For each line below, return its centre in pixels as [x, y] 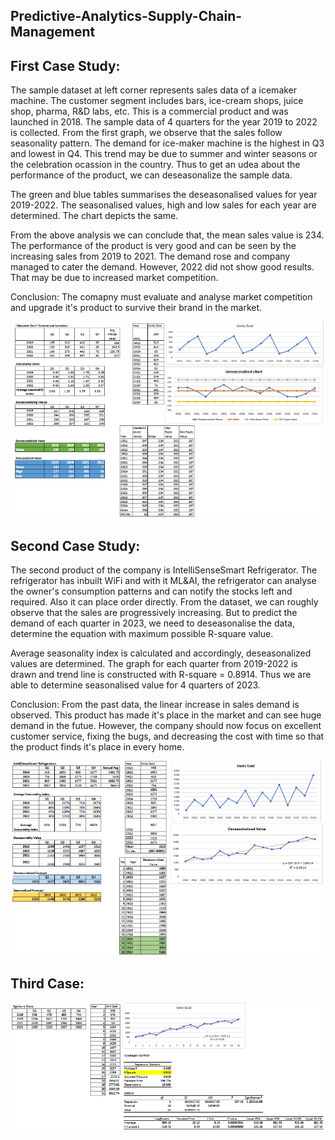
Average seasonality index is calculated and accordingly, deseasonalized [161, 653]
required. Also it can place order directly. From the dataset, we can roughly [164, 602]
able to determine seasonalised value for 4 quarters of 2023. [135, 685]
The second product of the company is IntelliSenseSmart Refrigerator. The [164, 570]
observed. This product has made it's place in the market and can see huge [166, 715]
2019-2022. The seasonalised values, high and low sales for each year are [163, 205]
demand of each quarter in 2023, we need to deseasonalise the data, [152, 623]
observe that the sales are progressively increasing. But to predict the [154, 613]
